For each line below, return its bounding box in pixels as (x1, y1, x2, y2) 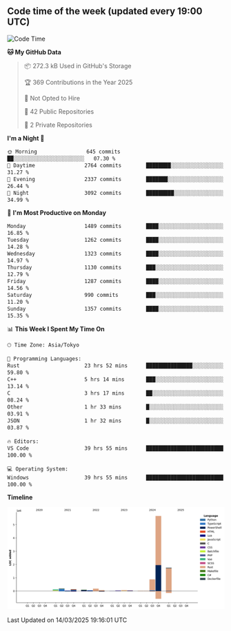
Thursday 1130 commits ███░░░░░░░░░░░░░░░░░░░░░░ (7, 264, 224, 271)
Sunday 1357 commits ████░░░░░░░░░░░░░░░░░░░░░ (7, 305, 224, 312)
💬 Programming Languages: (7, 355, 81, 362)
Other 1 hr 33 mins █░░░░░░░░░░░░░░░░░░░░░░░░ (7, 403, 224, 411)
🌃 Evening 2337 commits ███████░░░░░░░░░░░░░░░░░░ (7, 176, 224, 183)
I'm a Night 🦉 (7, 134, 45, 142)
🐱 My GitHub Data (7, 48, 62, 56)
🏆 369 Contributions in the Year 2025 (23, 78, 133, 86)
